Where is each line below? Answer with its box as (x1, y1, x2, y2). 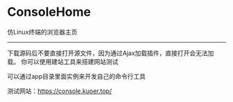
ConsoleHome (7, 4, 92, 20)
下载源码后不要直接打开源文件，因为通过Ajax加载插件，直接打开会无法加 (7, 49, 214, 57)
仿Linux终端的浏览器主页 (7, 28, 78, 36)
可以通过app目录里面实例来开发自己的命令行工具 (7, 72, 146, 80)
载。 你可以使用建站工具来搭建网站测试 (7, 57, 119, 65)
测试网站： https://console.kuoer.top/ (7, 87, 112, 95)
